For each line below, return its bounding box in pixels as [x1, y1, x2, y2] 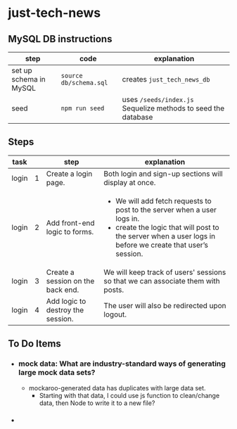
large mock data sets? [18, 368, 96, 378]
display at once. [103, 177, 156, 187]
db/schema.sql [60, 79, 108, 87]
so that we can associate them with [103, 276, 220, 286]
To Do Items [8, 338, 62, 350]
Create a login [46, 169, 93, 179]
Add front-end [46, 218, 95, 228]
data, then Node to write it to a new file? [39, 399, 155, 407]
